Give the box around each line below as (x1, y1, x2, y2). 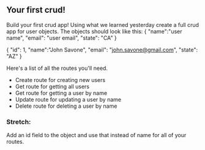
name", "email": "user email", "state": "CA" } (6, 34, 117, 42)
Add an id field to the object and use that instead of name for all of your (6, 132, 187, 139)
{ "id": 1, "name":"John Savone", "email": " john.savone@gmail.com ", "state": (6, 46, 198, 53)
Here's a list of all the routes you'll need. (6, 64, 108, 72)
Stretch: (6, 118, 31, 126)
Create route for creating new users (15, 76, 106, 83)
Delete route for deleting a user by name (15, 102, 117, 110)
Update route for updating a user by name (15, 96, 121, 103)
